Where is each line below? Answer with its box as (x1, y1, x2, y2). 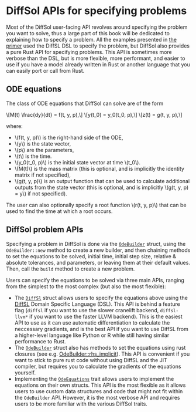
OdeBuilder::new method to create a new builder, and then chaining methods (6, 246, 191, 254)
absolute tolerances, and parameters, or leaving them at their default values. (6, 259, 190, 266)
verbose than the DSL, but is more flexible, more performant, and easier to (6, 55, 185, 62)
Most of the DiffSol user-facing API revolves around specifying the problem (6, 23, 188, 31)
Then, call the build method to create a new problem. (6, 265, 135, 272)
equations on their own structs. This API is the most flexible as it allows (14, 381, 186, 389)
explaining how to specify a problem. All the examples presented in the (6, 36, 177, 43)
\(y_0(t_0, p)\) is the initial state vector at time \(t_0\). (14, 158, 140, 166)
